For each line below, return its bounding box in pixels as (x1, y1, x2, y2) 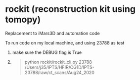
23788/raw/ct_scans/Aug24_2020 (24, 69, 95, 75)
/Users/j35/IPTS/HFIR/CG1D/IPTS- (24, 64, 95, 70)
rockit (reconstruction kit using (5, 3, 136, 15)
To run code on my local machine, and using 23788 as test (5, 40, 125, 45)
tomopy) (5, 14, 41, 25)
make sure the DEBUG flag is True (12, 49, 82, 55)
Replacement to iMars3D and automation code (5, 30, 100, 36)
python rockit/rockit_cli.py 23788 (24, 59, 93, 65)
